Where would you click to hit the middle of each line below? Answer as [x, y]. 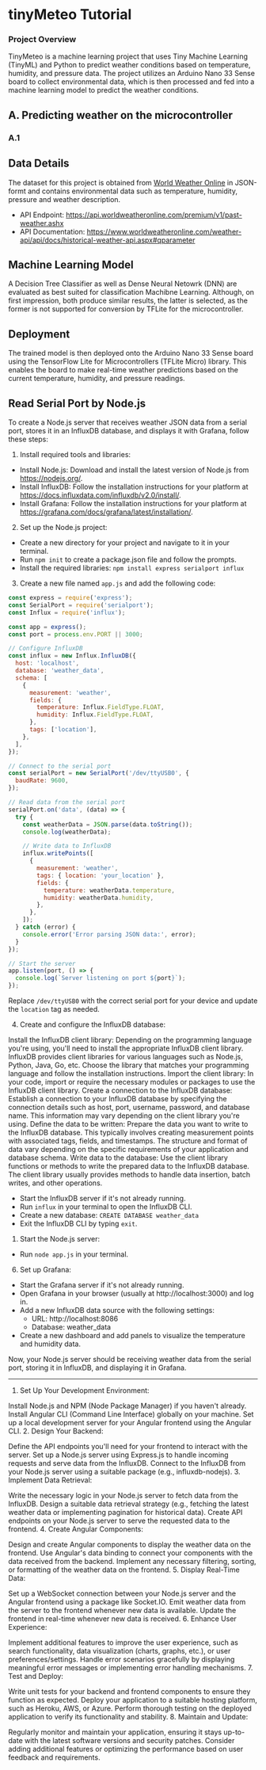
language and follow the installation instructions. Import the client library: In [131, 1074]
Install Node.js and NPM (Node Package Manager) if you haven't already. [127, 1406]
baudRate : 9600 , [42, 781]
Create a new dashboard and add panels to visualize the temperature [132, 1336]
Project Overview [42, 40]
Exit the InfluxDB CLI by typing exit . [78, 1224]
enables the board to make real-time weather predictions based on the [123, 370]
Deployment [39, 334]
